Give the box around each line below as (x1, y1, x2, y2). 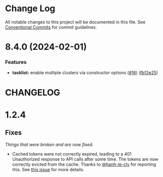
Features (5, 59, 27, 66)
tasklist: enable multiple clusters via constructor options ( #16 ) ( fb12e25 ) (12, 70, 158, 76)
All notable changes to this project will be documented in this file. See (5, 19, 146, 25)
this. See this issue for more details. (12, 166, 85, 172)
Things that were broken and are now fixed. (5, 141, 94, 147)
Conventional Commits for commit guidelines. (5, 24, 97, 30)
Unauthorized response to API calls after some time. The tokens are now (12, 156, 159, 162)
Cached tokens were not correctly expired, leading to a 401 (12, 151, 132, 157)
